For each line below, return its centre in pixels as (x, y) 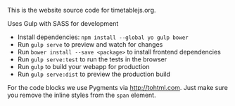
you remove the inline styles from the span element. (82, 95)
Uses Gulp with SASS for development (63, 23)
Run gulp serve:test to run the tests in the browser (92, 59)
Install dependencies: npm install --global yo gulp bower (103, 37)
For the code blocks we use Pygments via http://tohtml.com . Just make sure (118, 88)
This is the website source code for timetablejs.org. (82, 10)
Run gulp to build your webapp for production (83, 67)
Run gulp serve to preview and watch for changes (90, 44)
